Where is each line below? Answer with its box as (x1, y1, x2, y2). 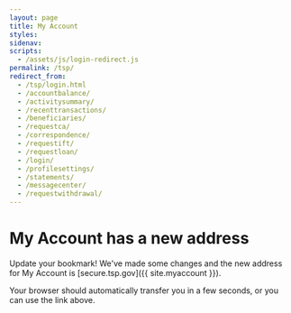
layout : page (9, 13, 59, 23)
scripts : (9, 47, 42, 56)
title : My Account (9, 22, 78, 31)
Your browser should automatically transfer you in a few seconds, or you (9, 285, 279, 296)
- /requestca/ (17, 123, 70, 132)
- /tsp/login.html (17, 80, 87, 89)
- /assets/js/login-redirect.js (17, 55, 140, 64)
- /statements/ (17, 172, 75, 181)
